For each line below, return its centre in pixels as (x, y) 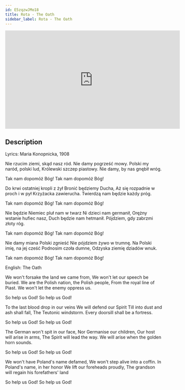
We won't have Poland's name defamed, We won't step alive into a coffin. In (83, 362)
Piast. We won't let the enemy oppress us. (48, 288)
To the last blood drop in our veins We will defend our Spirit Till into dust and (84, 307)
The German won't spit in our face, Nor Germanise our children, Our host (80, 332)
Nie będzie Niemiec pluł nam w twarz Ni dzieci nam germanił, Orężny (76, 213)
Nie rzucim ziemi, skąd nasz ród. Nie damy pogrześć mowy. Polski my (77, 164)
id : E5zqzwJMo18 (22, 10)
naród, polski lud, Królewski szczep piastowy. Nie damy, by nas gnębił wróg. (84, 169)
